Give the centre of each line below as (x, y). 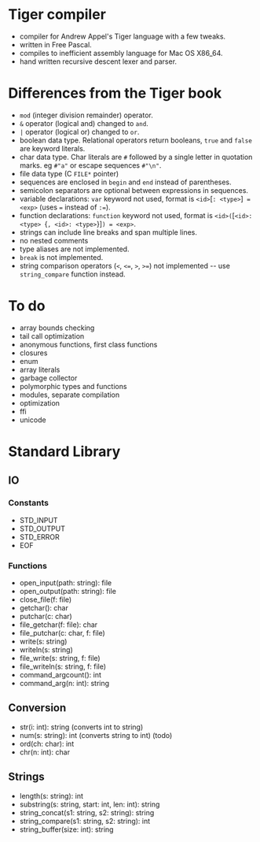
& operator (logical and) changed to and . (84, 123)
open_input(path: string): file (66, 582)
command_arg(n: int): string (64, 683)
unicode (33, 420)
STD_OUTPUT (42, 529)
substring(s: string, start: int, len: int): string (90, 804)
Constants (29, 503)
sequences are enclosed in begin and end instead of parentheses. (125, 182)
